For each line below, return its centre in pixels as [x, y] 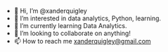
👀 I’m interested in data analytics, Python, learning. [88, 18]
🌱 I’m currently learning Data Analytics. [70, 26]
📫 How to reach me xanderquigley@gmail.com [82, 41]
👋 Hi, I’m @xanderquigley [51, 11]
